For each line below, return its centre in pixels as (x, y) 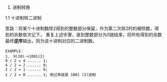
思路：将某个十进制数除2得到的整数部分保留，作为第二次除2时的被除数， (80, 28)
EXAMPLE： (15, 51)
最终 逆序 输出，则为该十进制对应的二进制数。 (51, 41)
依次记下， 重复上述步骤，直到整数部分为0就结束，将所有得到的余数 (92, 35)
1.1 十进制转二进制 (23, 18)
